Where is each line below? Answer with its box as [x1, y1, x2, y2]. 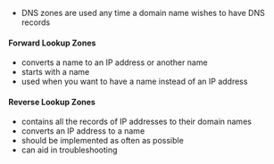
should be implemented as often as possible [21, 135, 184, 146]
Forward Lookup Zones [8, 37, 96, 48]
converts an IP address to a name [21, 126, 145, 136]
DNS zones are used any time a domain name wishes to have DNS [21, 8, 265, 18]
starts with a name [21, 67, 90, 78]
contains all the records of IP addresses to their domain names [21, 116, 252, 127]
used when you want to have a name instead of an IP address [21, 76, 248, 87]
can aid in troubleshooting [21, 144, 118, 155]
